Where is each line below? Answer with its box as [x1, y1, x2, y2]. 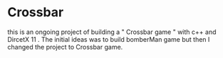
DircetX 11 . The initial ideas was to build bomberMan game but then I [7, 35, 210, 43]
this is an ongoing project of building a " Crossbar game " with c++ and [7, 28, 217, 36]
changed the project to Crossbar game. [7, 42, 123, 51]
